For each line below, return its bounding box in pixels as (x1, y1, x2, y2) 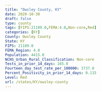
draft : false (5, 16, 32, 21)
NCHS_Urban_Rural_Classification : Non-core (5, 57, 95, 62)
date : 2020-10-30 (5, 12, 40, 17)
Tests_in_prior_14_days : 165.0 (5, 61, 68, 66)
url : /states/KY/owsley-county (5, 79, 68, 84)
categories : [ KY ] (5, 30, 40, 35)
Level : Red (5, 75, 27, 80)
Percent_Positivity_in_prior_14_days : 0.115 (5, 71, 97, 75)
